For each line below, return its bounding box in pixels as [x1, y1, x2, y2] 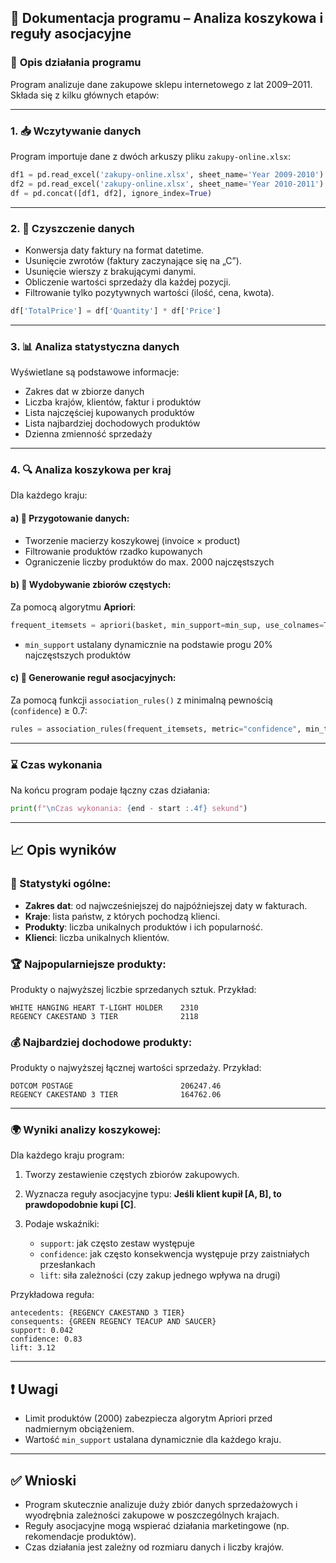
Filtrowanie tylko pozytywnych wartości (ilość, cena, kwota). [24, 286, 275, 298]
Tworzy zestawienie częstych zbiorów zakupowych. [24, 1169, 240, 1181]
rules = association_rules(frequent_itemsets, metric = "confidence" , [10, 724, 302, 734]
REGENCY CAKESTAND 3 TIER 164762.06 [10, 1090, 222, 1100]
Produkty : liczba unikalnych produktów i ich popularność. [24, 921, 263, 933]
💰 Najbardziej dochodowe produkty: [10, 1035, 193, 1049]
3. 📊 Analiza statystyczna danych [10, 339, 180, 353]
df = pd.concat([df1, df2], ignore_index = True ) [10, 188, 213, 198]
